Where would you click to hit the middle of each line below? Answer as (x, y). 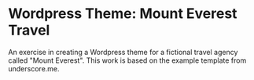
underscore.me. (34, 68)
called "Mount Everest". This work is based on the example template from (127, 60)
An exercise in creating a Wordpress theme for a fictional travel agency (123, 52)
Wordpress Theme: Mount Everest (123, 14)
